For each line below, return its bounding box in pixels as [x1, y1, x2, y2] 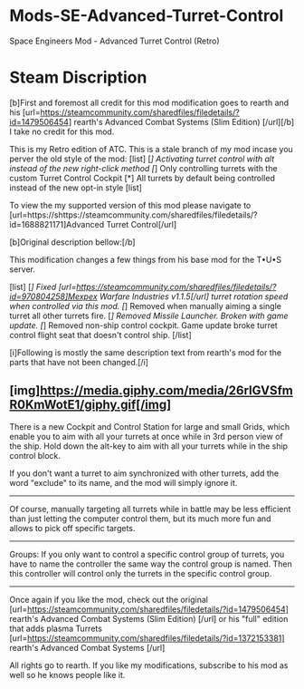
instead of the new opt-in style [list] [9, 182, 143, 193]
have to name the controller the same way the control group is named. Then [9, 558, 292, 569]
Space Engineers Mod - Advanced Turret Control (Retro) [9, 35, 220, 46]
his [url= [9, 106, 41, 118]
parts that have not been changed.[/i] [9, 356, 149, 367]
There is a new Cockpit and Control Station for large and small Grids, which [9, 421, 290, 432]
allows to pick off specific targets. [9, 522, 136, 533]
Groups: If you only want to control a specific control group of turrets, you [9, 548, 285, 559]
